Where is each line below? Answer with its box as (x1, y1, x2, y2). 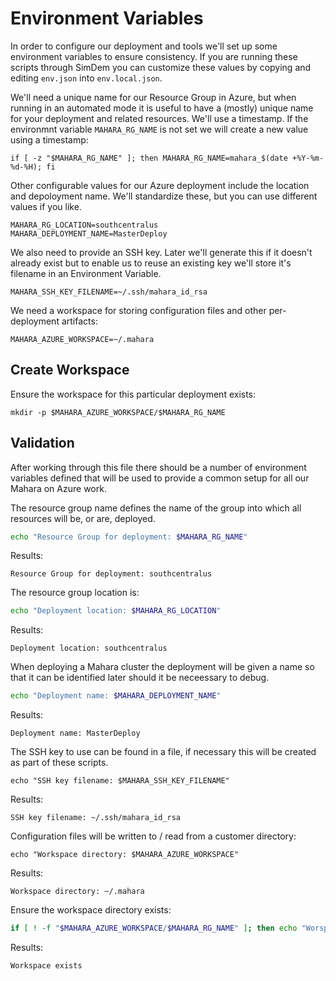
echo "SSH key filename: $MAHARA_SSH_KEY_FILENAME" (10, 776, 230, 786)
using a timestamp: (10, 133, 89, 146)
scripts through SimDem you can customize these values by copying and (10, 61, 312, 73)
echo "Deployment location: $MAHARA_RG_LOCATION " (10, 606, 222, 616)
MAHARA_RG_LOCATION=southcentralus (10, 220, 159, 230)
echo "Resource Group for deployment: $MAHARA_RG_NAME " (10, 532, 248, 542)
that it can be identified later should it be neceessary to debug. (10, 672, 270, 684)
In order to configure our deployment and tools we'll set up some (10, 40, 278, 52)
